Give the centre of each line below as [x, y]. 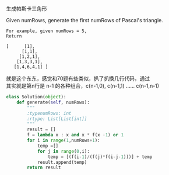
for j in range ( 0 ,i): [64, 151]
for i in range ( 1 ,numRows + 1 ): [64, 140]
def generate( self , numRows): [53, 102]
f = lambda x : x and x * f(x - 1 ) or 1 [75, 135]
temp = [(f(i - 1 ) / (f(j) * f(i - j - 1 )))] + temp [100, 157]
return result [44, 168]
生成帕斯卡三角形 [27, 8]
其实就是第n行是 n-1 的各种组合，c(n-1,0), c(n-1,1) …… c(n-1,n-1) [82, 86]
